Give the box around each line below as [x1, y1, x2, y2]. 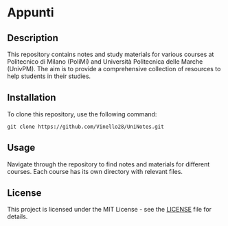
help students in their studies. [7, 72, 91, 80]
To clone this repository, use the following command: [7, 110, 157, 118]
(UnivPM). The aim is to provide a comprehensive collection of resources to [7, 65, 221, 73]
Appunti [7, 5, 54, 21]
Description [7, 32, 58, 44]
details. [7, 212, 28, 221]
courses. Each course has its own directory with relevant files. [7, 167, 183, 175]
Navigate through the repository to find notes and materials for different [7, 160, 210, 168]
